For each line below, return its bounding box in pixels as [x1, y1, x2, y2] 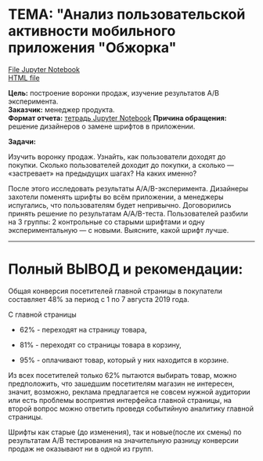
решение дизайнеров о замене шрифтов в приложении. [8, 122, 196, 131]
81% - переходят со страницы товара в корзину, [19, 339, 182, 350]
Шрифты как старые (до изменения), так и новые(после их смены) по [8, 427, 242, 437]
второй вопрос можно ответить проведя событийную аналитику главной [8, 404, 254, 413]
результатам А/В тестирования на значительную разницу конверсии [8, 435, 239, 445]
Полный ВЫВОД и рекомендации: [8, 260, 243, 278]
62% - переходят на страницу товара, [19, 325, 147, 334]
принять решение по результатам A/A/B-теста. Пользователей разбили [8, 209, 248, 218]
